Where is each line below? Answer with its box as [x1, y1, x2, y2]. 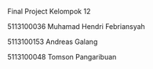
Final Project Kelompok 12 [7, 7, 91, 16]
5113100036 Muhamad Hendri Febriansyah [7, 22, 146, 31]
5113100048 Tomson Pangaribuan [7, 53, 117, 61]
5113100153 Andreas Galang [7, 37, 98, 46]
